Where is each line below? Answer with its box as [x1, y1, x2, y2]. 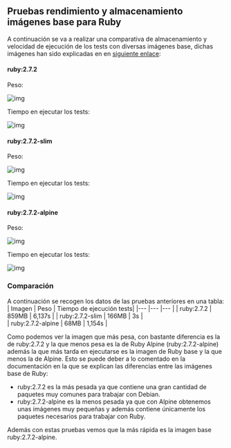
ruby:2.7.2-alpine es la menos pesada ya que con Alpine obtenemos [17, 397, 211, 406]
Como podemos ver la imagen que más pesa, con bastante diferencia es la [7, 332, 221, 341]
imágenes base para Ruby [7, 17, 122, 28]
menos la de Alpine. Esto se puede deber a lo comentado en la [7, 355, 185, 363]
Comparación [7, 281, 54, 291]
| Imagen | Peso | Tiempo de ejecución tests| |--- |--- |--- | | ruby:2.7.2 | [7, 304, 212, 312]
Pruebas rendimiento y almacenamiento [7, 6, 183, 17]
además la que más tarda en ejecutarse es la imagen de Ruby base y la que [7, 347, 223, 355]
